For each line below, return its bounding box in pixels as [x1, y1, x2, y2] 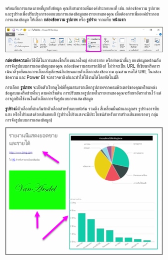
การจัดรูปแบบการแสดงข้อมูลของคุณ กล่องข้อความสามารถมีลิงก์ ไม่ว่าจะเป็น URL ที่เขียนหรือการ [5, 63, 160, 69]
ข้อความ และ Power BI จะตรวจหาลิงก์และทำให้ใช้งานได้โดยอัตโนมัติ [5, 74, 119, 80]
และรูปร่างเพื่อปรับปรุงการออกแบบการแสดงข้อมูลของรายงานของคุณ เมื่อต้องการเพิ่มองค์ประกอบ [5, 11, 159, 17]
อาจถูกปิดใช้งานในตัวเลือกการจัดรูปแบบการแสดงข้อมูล [5, 95, 93, 101]
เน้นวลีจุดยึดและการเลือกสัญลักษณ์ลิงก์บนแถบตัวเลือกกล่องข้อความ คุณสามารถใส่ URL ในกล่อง [5, 68, 161, 74]
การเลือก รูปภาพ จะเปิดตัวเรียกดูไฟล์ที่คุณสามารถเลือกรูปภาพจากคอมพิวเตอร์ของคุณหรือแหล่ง [5, 84, 157, 90]
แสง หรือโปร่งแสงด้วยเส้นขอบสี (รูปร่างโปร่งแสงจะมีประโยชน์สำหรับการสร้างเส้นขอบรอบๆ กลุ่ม [5, 111, 158, 117]
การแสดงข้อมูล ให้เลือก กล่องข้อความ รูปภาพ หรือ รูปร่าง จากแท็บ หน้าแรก [5, 17, 126, 23]
